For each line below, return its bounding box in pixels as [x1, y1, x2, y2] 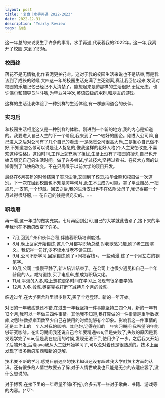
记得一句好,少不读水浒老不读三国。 [25, 247, 96, 253]
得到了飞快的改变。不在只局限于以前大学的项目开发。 [9, 163, 117, 169]
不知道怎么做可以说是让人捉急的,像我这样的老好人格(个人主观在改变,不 [10, 145, 153, 150]
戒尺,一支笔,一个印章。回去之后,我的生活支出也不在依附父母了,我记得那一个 [5, 186, 157, 192]
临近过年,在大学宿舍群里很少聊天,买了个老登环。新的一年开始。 [5, 294, 133, 300]
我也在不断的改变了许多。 [9, 224, 62, 230]
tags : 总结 [5, 26, 26, 31]
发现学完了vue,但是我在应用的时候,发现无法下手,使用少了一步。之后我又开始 [5, 336, 159, 342]
